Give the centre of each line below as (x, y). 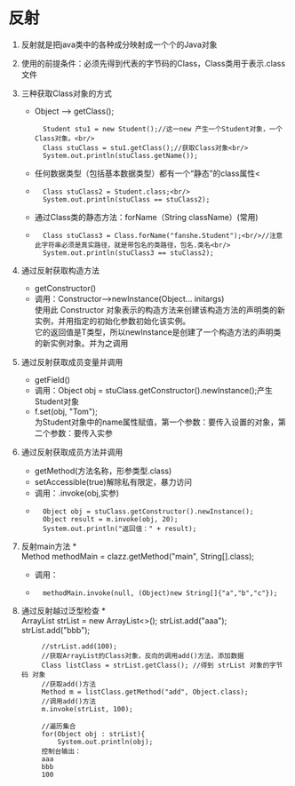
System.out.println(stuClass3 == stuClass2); (128, 253)
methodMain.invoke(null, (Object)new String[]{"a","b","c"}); (160, 593)
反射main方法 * (49, 546)
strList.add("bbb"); (56, 630)
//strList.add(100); (79, 646)
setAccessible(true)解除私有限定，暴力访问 (113, 481)
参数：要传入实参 (81, 433)
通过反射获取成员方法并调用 (72, 452)
